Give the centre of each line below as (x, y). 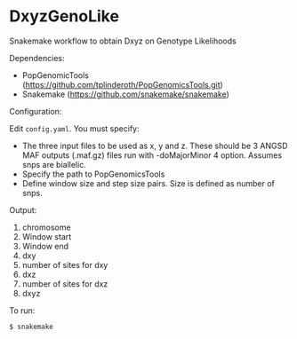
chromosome (46, 227)
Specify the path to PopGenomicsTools (93, 174)
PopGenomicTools (55, 75)
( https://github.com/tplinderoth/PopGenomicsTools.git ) (123, 84)
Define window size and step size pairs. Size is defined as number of (148, 183)
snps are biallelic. (54, 164)
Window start (47, 236)
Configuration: (36, 111)
